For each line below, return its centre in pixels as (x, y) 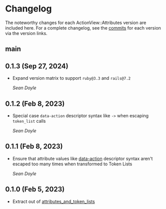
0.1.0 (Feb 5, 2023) (35, 189)
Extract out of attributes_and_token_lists (53, 201)
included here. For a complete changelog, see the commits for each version (83, 28)
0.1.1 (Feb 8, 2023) (34, 147)
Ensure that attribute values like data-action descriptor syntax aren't (82, 158)
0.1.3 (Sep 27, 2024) (37, 66)
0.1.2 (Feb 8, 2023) (35, 103)
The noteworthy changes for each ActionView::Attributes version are (76, 23)
